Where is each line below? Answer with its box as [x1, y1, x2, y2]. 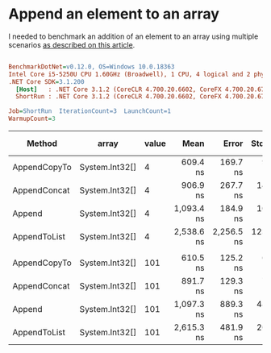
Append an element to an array [8, 5, 220, 23]
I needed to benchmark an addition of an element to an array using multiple [8, 31, 259, 41]
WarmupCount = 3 [8, 114, 56, 123]
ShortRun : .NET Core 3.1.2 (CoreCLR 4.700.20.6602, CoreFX [15, 93, 222, 101]
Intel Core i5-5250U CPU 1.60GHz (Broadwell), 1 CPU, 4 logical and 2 [8, 70, 251, 78]
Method [27, 138, 58, 149]
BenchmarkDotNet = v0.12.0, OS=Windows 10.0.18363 [8, 62, 175, 71]
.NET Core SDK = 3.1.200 [8, 77, 85, 85]
